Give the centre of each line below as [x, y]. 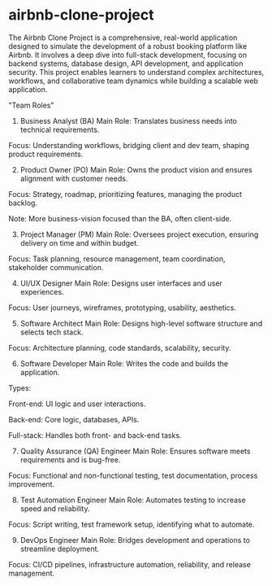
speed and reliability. [55, 508]
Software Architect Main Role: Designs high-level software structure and [141, 323]
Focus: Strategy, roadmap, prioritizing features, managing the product [125, 194]
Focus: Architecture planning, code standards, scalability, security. [120, 348]
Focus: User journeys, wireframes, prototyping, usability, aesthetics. [123, 308]
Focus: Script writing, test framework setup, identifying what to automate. [132, 524]
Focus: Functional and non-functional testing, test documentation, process [133, 475]
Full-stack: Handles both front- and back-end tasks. [95, 435]
